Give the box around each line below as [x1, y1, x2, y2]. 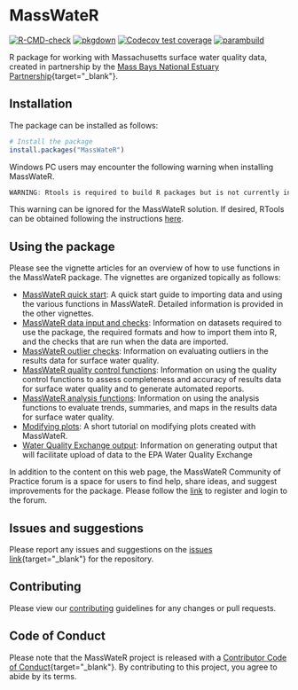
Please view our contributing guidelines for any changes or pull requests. [9, 602, 277, 613]
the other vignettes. [21, 308, 95, 319]
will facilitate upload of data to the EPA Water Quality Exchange [21, 450, 253, 460]
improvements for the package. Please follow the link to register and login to [9, 485, 288, 497]
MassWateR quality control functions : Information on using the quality [21, 365, 278, 375]
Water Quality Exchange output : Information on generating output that [21, 440, 278, 451]
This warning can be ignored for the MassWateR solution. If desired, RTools [9, 204, 285, 215]
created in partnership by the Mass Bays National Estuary [9, 61, 220, 72]
